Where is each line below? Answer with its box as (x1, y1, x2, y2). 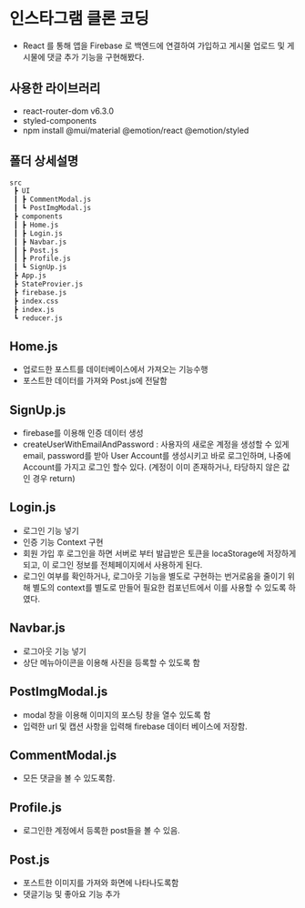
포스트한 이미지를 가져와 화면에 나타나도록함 (22, 877, 179, 888)
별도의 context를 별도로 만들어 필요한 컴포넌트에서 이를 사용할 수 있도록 (32, 581, 287, 592)
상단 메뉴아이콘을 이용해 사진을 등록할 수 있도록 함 (22, 657, 200, 668)
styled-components (22, 115, 97, 126)
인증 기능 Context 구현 (22, 536, 104, 547)
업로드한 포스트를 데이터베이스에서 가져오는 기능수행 (22, 364, 208, 375)
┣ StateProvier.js (13, 279, 84, 289)
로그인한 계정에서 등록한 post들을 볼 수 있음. (22, 825, 180, 836)
